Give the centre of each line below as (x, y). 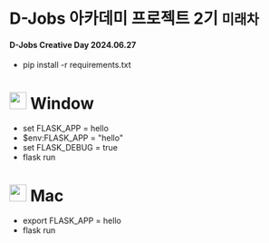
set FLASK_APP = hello (65, 129)
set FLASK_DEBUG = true (70, 148)
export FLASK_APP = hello (72, 221)
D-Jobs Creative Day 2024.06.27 (73, 44)
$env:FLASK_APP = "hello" (73, 138)
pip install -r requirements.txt (77, 65)
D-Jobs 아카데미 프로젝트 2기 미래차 (134, 19)
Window (62, 103)
